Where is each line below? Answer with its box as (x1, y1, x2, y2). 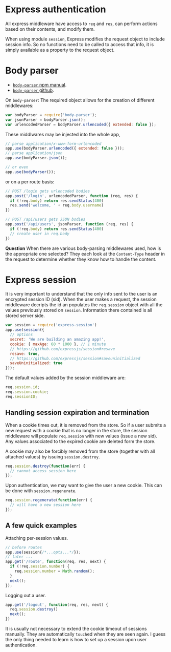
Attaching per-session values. (5, 535, 68, 541)
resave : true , (10, 351, 40, 356)
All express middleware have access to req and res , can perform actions (5, 20, 158, 27)
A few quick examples (5, 521, 77, 530)
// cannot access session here (10, 468, 77, 473)
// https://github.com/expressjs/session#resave (10, 346, 115, 351)
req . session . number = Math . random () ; (14, 569, 95, 574)
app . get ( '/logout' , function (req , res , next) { (5, 602, 109, 607)
